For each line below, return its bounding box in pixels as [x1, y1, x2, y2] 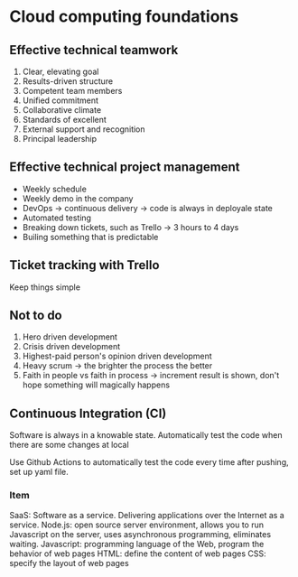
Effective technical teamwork [9, 42, 179, 58]
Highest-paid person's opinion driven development [22, 350, 212, 362]
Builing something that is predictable [22, 231, 159, 242]
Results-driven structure [22, 76, 114, 87]
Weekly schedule [22, 183, 88, 194]
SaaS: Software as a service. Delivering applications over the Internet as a [9, 509, 284, 520]
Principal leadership [22, 134, 98, 144]
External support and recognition [22, 124, 146, 135]
